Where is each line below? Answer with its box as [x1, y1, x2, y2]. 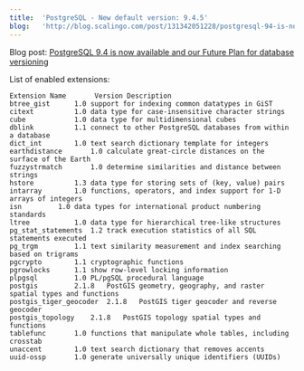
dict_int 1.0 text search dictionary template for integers [9, 138, 270, 147]
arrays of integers [9, 194, 83, 204]
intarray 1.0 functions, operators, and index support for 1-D [9, 186, 281, 195]
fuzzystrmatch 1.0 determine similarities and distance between [9, 162, 281, 172]
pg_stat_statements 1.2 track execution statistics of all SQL [9, 225, 257, 235]
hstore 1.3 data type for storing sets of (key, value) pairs [9, 178, 285, 187]
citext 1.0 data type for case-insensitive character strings [9, 107, 285, 116]
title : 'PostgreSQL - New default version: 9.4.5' [9, 13, 208, 23]
